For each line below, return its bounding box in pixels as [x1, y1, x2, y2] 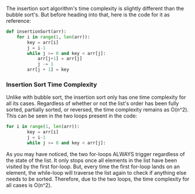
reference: [6, 18, 31, 24]
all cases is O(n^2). [6, 181, 52, 189]
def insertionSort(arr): [6, 29, 67, 34]
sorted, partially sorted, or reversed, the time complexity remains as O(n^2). [6, 106, 189, 113]
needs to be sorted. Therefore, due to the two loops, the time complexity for [6, 175, 190, 182]
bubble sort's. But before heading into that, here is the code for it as [6, 11, 170, 18]
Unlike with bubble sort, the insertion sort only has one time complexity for [6, 93, 186, 101]
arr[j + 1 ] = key [27, 67, 69, 72]
